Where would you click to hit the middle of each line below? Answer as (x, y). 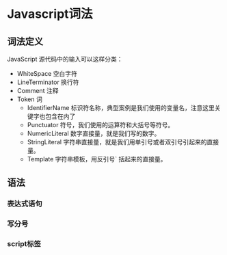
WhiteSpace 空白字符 (47, 73)
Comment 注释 (38, 91)
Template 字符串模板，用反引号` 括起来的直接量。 (97, 159)
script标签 (24, 244)
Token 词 (29, 99)
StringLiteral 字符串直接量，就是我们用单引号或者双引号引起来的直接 (123, 142)
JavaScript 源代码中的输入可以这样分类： (65, 59)
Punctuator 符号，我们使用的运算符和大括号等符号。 (101, 125)
